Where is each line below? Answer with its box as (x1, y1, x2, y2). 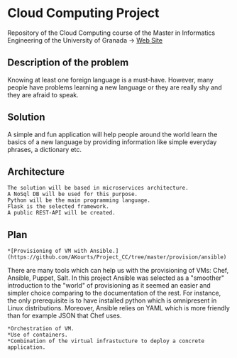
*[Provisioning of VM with (7, 247, 87, 255)
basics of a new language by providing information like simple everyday (7, 137, 217, 146)
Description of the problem (7, 57, 129, 69)
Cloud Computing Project (7, 5, 160, 21)
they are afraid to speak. (7, 90, 79, 99)
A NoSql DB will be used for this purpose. (7, 190, 138, 198)
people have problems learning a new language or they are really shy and (7, 83, 222, 92)
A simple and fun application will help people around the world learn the (7, 130, 218, 139)
